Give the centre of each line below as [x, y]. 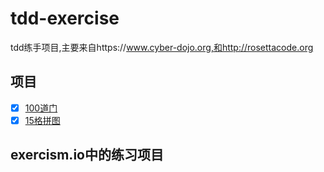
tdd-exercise [65, 18]
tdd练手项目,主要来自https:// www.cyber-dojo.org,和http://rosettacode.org [162, 47]
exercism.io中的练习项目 [87, 155]
